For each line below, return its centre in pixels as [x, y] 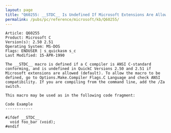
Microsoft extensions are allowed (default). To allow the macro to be [83, 73]
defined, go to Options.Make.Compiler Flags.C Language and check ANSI [83, 78]
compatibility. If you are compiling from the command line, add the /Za [85, 82]
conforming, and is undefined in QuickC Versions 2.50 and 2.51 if [78, 69]
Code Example [19, 105]
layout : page [19, 10]
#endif [12, 127]
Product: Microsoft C [28, 38]
